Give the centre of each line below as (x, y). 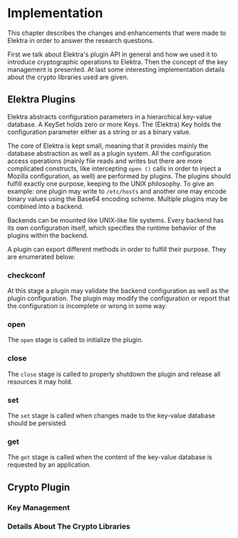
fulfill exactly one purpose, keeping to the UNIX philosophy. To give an (111, 183)
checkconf (26, 275)
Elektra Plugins (42, 100)
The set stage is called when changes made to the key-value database (112, 415)
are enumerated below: (42, 257)
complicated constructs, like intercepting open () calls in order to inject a (114, 168)
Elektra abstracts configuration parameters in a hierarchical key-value (110, 116)
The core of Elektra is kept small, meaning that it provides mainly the (108, 146)
